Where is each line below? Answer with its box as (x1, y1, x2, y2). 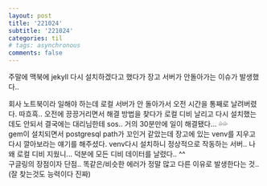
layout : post (8, 11, 52, 20)
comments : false (8, 49, 63, 57)
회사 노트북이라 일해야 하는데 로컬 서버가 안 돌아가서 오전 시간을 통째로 (8, 99, 229, 108)
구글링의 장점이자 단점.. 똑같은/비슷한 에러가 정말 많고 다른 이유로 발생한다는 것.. (8, 160, 260, 168)
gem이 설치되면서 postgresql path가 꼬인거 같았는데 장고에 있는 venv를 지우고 (8, 129, 256, 139)
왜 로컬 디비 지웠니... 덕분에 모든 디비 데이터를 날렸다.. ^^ (8, 149, 187, 159)
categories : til (8, 34, 63, 42)
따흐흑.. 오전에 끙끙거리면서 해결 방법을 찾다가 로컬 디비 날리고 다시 (18, 109, 229, 119)
